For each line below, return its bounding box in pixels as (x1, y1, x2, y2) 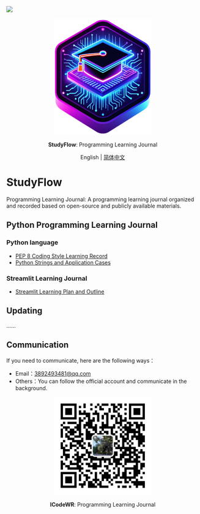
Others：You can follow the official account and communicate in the (15, 377, 188, 385)
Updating (6, 306, 43, 316)
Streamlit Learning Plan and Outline (15, 288, 105, 295)
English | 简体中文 (80, 153, 125, 161)
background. (15, 384, 48, 391)
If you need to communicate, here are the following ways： (6, 357, 155, 364)
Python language (6, 238, 59, 247)
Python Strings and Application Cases (15, 259, 111, 266)
